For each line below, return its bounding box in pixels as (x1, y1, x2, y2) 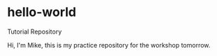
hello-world (7, 4, 77, 20)
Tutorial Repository (7, 27, 62, 36)
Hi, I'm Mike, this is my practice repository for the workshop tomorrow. (7, 41, 211, 49)
